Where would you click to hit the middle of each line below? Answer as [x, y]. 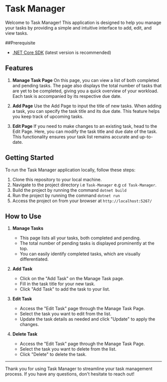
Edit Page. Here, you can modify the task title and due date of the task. [85, 131]
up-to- [146, 137]
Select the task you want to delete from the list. [68, 349]
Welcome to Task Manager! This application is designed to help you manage [83, 22]
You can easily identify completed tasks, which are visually [80, 254]
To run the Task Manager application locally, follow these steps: [70, 170]
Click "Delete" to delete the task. [53, 355]
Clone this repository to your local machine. [57, 179]
